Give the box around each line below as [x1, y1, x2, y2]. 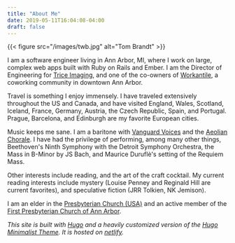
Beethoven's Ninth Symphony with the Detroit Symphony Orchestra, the [7, 143, 215, 151]
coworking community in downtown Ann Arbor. [7, 78, 143, 87]
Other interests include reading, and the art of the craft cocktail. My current [7, 171, 225, 179]
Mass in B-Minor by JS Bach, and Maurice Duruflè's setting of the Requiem [7, 150, 224, 158]
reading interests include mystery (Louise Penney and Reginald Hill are [7, 179, 211, 187]
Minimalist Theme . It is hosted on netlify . [7, 228, 124, 237]
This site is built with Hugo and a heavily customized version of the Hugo [7, 221, 218, 229]
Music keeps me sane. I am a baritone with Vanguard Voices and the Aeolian [7, 127, 228, 137]
